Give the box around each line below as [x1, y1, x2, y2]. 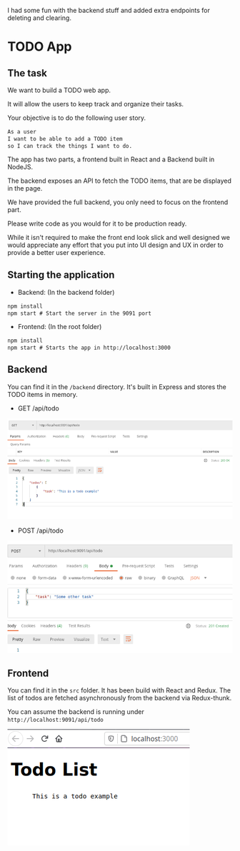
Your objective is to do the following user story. [7, 114, 146, 122]
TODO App [7, 39, 73, 55]
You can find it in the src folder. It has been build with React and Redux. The [7, 686, 231, 695]
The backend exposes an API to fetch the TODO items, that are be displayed [7, 176, 232, 185]
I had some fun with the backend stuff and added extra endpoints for [7, 6, 211, 14]
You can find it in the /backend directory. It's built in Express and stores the [7, 382, 226, 391]
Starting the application [7, 269, 115, 281]
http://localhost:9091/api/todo [7, 717, 104, 724]
